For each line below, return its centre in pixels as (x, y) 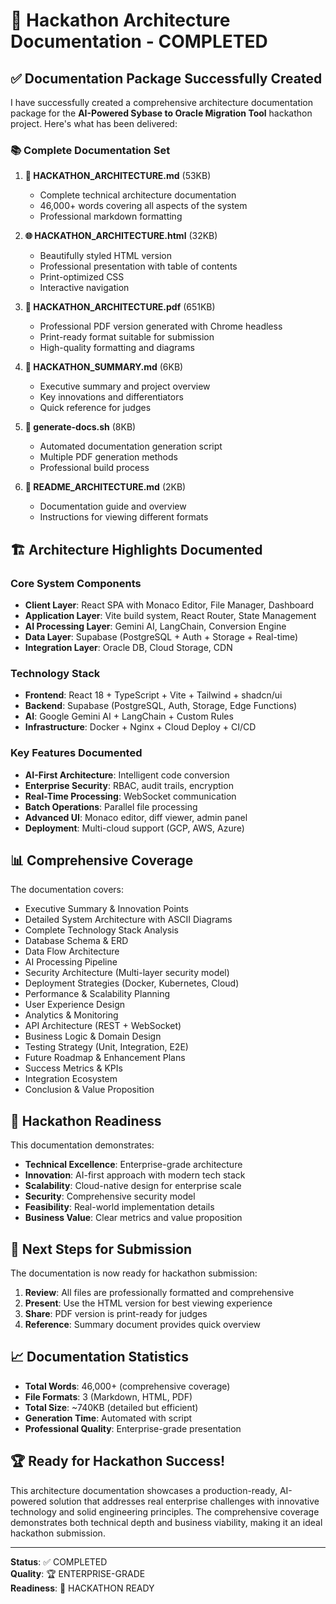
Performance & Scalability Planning (97, 994)
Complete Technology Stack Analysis (101, 930)
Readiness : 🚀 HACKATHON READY (82, 1588)
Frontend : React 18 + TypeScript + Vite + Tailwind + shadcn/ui (153, 695)
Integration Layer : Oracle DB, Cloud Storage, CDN (128, 647)
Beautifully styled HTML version (105, 256)
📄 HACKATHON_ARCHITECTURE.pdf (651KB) (120, 307)
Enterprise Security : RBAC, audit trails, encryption (129, 785)
